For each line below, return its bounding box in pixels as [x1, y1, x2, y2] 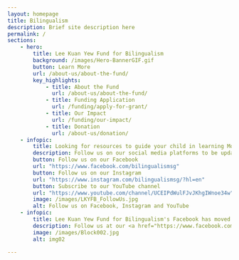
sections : [7, 37, 37, 44]
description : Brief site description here [7, 24, 135, 31]
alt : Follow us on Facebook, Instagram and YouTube [33, 202, 190, 210]
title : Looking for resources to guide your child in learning [33, 143, 224, 150]
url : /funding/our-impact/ [52, 116, 132, 123]
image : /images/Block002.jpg [33, 229, 119, 236]
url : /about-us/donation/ [52, 130, 129, 137]
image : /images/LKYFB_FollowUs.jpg [33, 196, 139, 203]
